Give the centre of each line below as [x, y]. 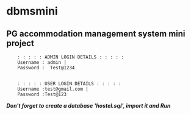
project [20, 43]
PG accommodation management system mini [96, 34]
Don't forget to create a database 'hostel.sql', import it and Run [88, 106]
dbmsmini [32, 11]
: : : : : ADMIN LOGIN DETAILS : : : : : [70, 57]
